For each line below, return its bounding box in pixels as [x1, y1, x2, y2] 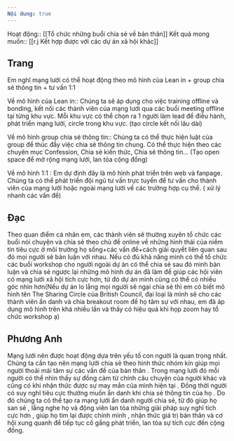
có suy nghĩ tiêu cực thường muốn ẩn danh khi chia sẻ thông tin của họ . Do [7, 389, 226, 397]
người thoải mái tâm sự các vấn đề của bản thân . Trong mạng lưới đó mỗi [7, 367, 219, 375]
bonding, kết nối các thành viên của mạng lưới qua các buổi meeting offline [7, 105, 225, 113]
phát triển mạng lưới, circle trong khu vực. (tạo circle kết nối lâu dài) [7, 119, 202, 128]
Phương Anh [7, 333, 63, 345]
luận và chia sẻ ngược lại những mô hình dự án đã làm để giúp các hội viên [7, 268, 223, 276]
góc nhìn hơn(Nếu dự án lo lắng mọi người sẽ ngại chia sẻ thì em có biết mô [7, 282, 226, 291]
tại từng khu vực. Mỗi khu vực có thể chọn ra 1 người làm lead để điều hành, [7, 112, 226, 120]
